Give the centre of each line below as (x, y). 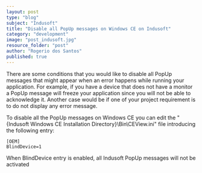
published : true (27, 57)
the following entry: (30, 130)
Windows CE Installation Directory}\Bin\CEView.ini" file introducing (113, 124)
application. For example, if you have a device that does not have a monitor (99, 86)
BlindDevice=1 (24, 146)
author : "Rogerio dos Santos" (44, 51)
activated (18, 164)
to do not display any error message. (52, 105)
